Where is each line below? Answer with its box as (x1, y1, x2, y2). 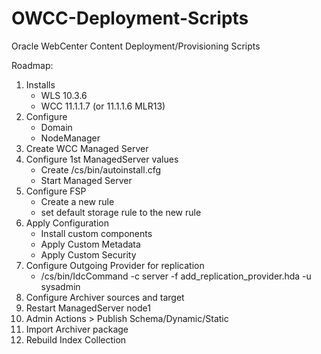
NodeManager (40, 132, 101, 144)
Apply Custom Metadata (40, 238, 141, 250)
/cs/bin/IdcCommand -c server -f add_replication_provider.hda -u (40, 270, 312, 282)
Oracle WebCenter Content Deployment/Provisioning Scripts (11, 40, 261, 52)
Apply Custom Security (40, 248, 137, 261)
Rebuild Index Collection (25, 333, 127, 346)
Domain (40, 121, 73, 133)
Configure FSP (25, 185, 87, 197)
